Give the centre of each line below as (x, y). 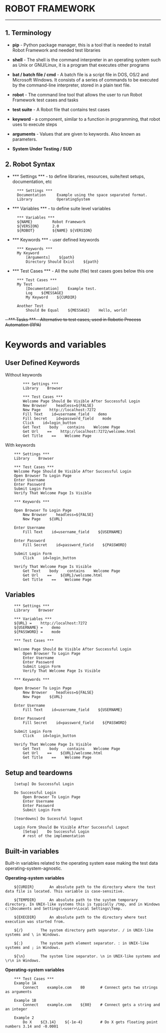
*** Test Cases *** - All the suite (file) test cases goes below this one (83, 271)
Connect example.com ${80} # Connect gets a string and (92, 1005)
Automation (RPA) (23, 325)
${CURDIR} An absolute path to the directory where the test (85, 887)
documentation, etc (32, 182)
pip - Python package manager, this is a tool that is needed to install (82, 45)
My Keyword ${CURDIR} (51, 297)
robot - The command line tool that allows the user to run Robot (77, 94)
